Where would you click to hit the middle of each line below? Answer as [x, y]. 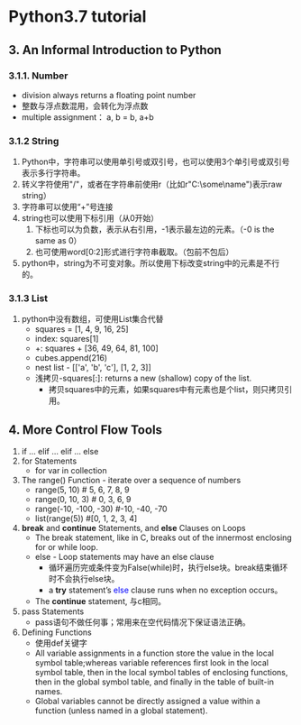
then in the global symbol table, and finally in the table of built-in [154, 682]
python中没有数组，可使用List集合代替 [92, 319]
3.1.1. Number [38, 76]
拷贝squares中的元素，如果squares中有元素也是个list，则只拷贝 [166, 390]
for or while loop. [66, 547]
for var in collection [71, 471]
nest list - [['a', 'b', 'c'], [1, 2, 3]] [93, 368]
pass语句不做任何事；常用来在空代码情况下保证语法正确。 [142, 622]
